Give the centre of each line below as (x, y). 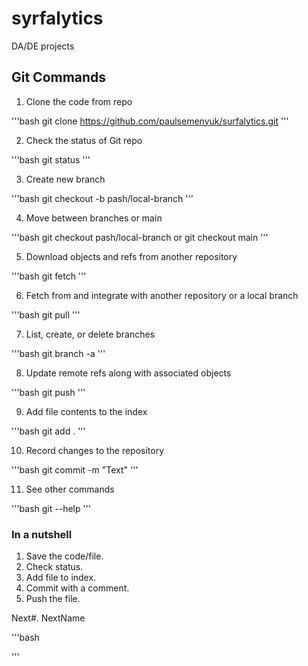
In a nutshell (42, 534)
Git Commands (59, 77)
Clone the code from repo (79, 101)
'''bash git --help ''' (51, 508)
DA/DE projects (43, 46)
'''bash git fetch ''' (49, 276)
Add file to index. (61, 578)
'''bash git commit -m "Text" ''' (75, 469)
